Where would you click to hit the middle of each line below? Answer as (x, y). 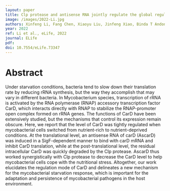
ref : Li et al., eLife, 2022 (36, 33)
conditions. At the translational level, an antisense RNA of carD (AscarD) (80, 135)
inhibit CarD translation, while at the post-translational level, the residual (80, 146)
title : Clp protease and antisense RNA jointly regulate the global (79, 15)
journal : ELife (21, 39)
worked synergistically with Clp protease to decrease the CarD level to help (84, 157)
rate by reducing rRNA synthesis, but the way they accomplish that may (80, 92)
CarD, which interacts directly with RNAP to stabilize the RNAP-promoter (81, 108)
